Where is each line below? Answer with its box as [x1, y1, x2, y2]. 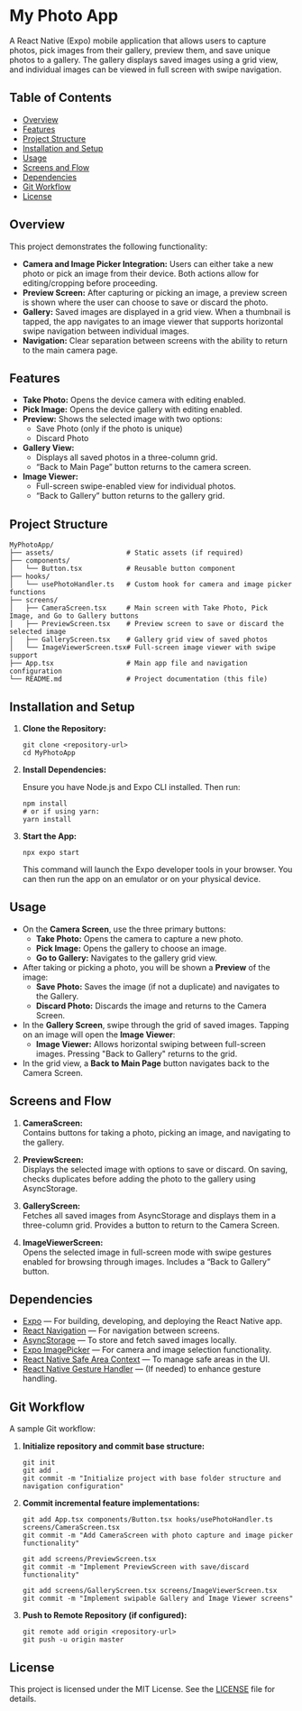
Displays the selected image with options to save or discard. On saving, [22, 1164, 288, 1174]
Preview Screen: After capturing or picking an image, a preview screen [22, 287, 288, 298]
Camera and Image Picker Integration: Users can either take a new [22, 258, 274, 269]
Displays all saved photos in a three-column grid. [35, 452, 218, 463]
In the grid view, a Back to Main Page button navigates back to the [22, 1057, 270, 1069]
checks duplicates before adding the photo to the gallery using [22, 1173, 256, 1184]
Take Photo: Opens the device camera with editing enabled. [22, 394, 246, 406]
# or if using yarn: [22, 807, 100, 816]
